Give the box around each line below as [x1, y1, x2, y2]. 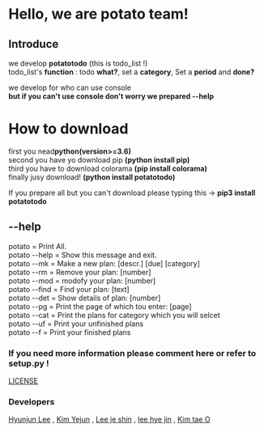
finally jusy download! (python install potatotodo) [8, 172, 176, 182]
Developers [8, 396, 55, 407]
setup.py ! [8, 358, 50, 369]
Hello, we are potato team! [8, 5, 189, 23]
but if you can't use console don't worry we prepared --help [8, 91, 215, 101]
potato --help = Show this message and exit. [8, 250, 157, 260]
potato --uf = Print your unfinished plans [8, 319, 144, 328]
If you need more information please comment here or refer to [8, 347, 257, 358]
